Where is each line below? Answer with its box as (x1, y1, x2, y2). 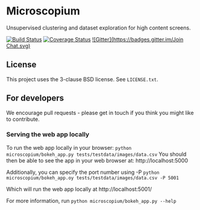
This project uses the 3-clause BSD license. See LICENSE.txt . (6, 75, 158, 82)
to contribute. (6, 116, 40, 123)
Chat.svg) (6, 42, 31, 49)
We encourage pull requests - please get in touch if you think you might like (6, 109, 194, 116)
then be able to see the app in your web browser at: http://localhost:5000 (6, 156, 189, 164)
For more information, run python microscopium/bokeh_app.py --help (6, 197, 177, 204)
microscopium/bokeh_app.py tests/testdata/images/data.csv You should (6, 150, 187, 158)
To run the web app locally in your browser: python (6, 144, 132, 151)
